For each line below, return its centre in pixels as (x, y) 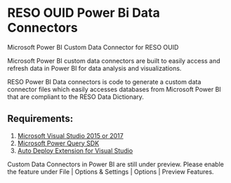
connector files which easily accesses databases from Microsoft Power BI (114, 89)
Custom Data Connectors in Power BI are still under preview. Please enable (116, 164)
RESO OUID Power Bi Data (84, 13)
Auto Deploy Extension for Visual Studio (75, 150)
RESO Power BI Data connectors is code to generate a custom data (104, 81)
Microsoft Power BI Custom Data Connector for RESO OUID (93, 47)
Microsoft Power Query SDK (58, 143)
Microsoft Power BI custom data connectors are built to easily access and (114, 60)
